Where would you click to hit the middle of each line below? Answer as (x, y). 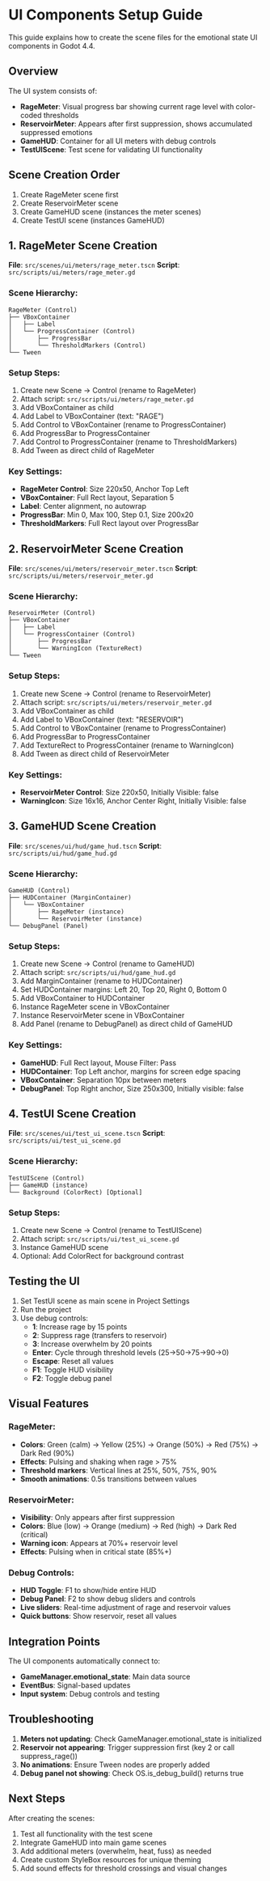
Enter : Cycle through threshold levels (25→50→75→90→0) (131, 1352)
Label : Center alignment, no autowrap (83, 506)
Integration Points (55, 1641)
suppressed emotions (56, 132)
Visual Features (49, 1404)
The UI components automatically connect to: (84, 1661)
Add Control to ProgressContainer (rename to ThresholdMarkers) (129, 442)
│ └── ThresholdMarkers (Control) (78, 345)
